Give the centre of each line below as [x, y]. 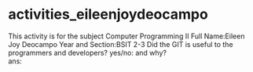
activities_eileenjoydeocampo [108, 14]
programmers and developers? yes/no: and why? [88, 52]
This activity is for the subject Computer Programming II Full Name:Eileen [126, 36]
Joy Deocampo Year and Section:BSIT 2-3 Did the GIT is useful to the [121, 44]
